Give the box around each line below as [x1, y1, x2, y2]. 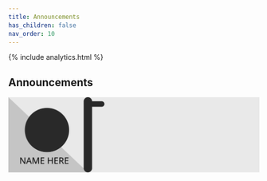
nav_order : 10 [8, 30, 56, 37]
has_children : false [8, 21, 77, 30]
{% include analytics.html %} [8, 53, 104, 62]
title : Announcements [8, 13, 80, 21]
